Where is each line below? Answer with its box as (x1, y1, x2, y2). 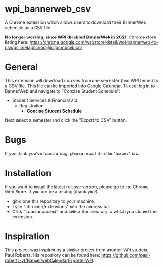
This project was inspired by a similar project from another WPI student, (5, 247, 149, 253)
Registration (19, 102, 44, 108)
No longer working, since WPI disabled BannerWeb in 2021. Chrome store (5, 34, 157, 40)
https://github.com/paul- (101, 252, 151, 258)
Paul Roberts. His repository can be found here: (5, 252, 101, 258)
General (5, 62, 38, 73)
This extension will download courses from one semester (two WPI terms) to (5, 77, 159, 83)
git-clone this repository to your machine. (12, 198, 95, 204)
